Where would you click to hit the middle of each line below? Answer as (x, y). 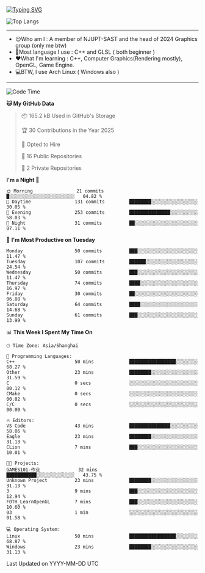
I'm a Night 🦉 (23, 180)
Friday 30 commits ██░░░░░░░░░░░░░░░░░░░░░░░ (102, 294)
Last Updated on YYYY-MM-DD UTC (52, 564)
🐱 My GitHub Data (31, 104)
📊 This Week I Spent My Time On (49, 332)
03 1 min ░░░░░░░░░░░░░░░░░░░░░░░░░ (102, 513)
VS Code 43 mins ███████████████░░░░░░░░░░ (102, 426)
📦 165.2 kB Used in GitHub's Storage (68, 116)
